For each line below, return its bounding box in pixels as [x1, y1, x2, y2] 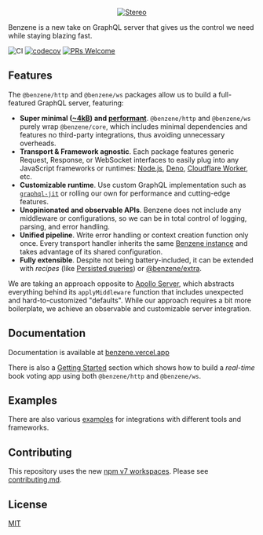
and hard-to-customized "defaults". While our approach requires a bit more [8, 295, 251, 305]
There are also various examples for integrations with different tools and [8, 415, 242, 424]
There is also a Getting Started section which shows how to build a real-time [8, 362, 255, 372]
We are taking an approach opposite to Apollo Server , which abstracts [8, 279, 235, 288]
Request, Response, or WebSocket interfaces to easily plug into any [19, 155, 239, 164]
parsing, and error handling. [19, 222, 110, 231]
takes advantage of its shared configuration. [19, 247, 163, 256]
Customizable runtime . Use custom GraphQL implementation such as [19, 180, 247, 189]
